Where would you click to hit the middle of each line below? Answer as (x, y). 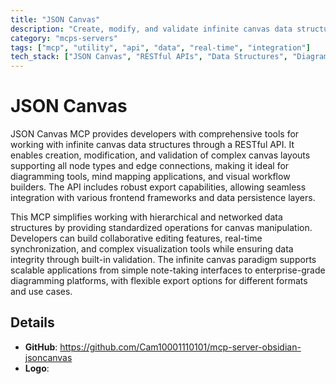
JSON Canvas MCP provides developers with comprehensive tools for (155, 134)
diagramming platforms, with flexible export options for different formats (159, 281)
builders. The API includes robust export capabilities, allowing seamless (158, 187)
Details (32, 322)
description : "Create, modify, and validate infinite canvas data (151, 29)
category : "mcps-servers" (64, 38)
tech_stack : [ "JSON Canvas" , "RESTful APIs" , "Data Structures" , (149, 57)
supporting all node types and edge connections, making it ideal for (150, 166)
